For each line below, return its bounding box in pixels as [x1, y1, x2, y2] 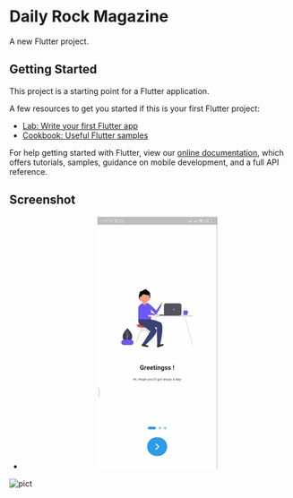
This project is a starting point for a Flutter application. [9, 85, 210, 96]
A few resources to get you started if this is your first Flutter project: [9, 103, 260, 114]
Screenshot [9, 193, 76, 208]
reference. [9, 166, 47, 176]
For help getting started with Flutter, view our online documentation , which [9, 147, 285, 158]
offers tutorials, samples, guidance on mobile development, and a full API [9, 157, 280, 167]
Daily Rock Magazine [9, 6, 169, 27]
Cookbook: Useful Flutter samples [22, 130, 149, 141]
